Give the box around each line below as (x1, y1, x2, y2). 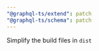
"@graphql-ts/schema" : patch (6, 17, 92, 24)
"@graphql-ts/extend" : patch (6, 10, 92, 17)
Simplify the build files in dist (6, 36, 92, 44)
